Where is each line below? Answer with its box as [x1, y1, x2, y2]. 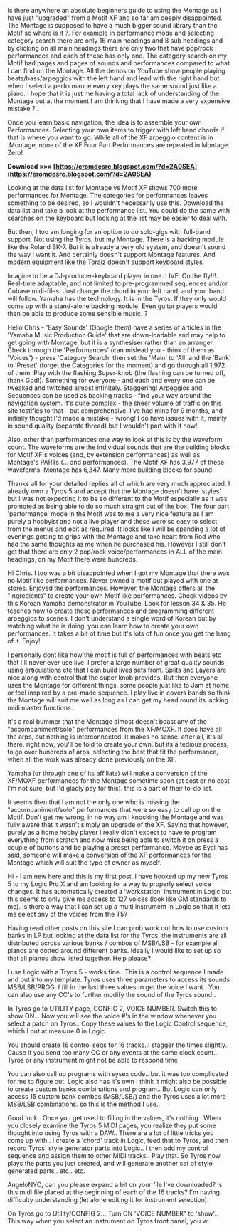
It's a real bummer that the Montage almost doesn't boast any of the [7, 717, 208, 725]
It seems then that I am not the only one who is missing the [7, 798, 180, 806]
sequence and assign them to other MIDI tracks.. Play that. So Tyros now [7, 1152, 221, 1159]
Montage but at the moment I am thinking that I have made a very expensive [7, 97, 230, 105]
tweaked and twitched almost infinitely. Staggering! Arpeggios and [7, 384, 203, 392]
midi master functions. [7, 704, 73, 712]
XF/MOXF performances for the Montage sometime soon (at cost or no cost [7, 776, 230, 785]
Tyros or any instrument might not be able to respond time [7, 1056, 178, 1064]
